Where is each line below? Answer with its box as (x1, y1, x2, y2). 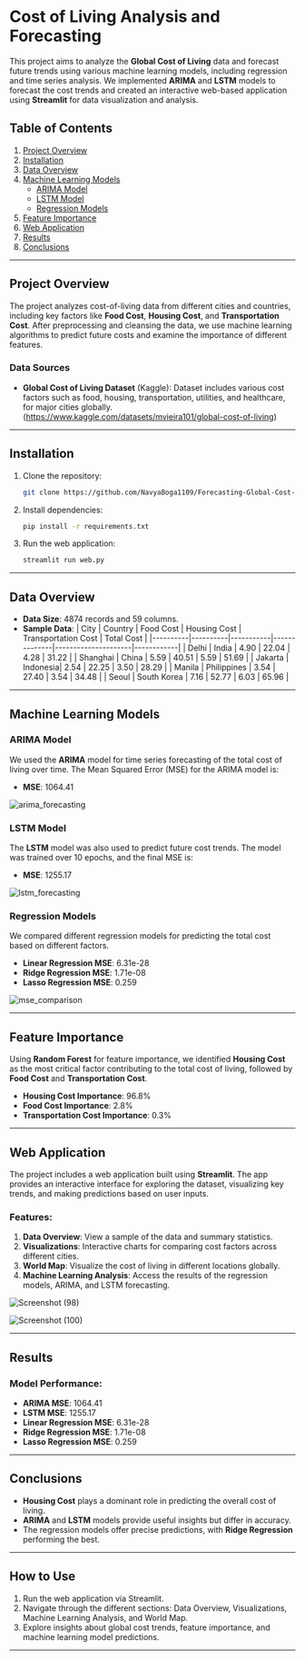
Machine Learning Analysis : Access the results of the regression (22, 1270, 268, 1281)
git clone (22, 488, 61, 497)
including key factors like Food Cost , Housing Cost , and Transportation (9, 310, 280, 321)
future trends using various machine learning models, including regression (9, 65, 288, 76)
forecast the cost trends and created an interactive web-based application (9, 84, 288, 95)
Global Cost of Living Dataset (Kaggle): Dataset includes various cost (22, 382, 285, 393)
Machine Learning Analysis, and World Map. (22, 1612, 189, 1623)
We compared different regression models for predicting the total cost (9, 930, 271, 941)
